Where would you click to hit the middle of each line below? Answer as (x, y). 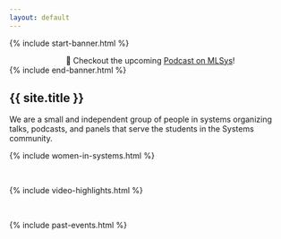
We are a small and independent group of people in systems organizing (141, 119)
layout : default (39, 17)
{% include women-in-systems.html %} (82, 156)
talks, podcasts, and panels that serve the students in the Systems (132, 129)
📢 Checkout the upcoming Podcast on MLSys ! (150, 60)
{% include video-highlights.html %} (76, 191)
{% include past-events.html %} (68, 226)
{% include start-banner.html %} (69, 43)
